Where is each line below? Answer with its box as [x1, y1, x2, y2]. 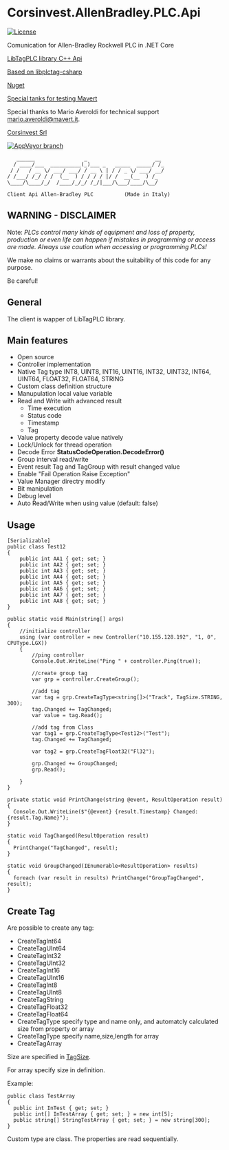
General [7, 297, 43, 308]
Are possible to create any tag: [7, 924, 94, 932]
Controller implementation [17, 360, 91, 369]
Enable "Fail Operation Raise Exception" [17, 470, 131, 478]
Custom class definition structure [17, 382, 111, 390]
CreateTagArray [17, 1039, 63, 1047]
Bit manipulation [17, 485, 63, 493]
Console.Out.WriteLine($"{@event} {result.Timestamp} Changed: [13, 809, 198, 816]
